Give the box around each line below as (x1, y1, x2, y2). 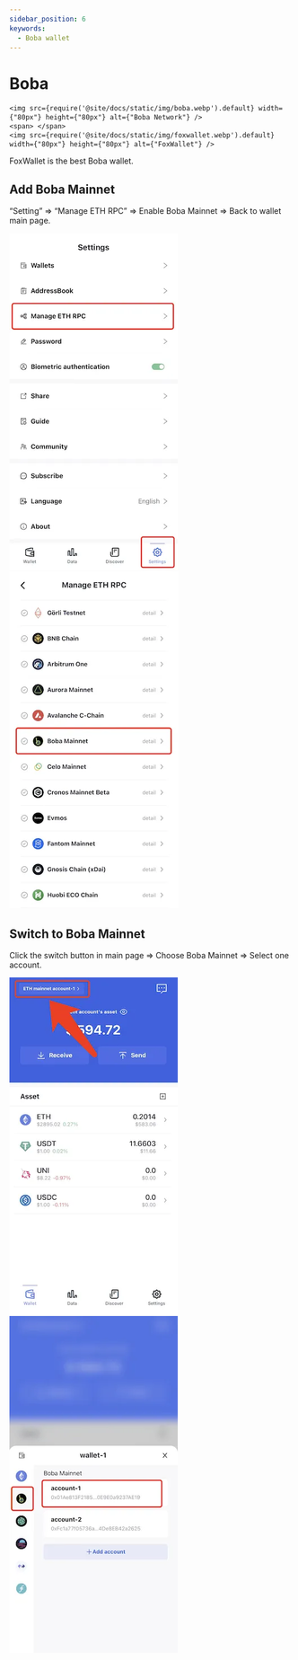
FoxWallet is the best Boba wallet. (9, 155, 135, 166)
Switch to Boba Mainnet (9, 926, 145, 941)
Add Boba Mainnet (9, 181, 115, 197)
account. (9, 959, 42, 970)
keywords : (9, 23, 47, 33)
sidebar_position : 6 (9, 14, 87, 23)
